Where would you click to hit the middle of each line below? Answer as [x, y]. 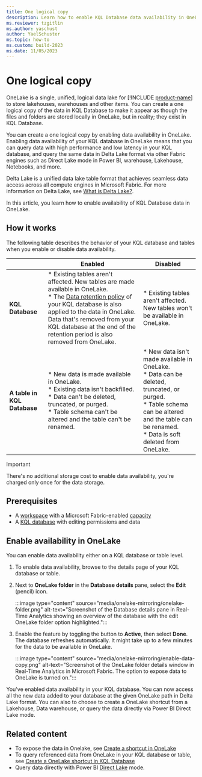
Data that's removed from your [91, 319]
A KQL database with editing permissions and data [78, 522]
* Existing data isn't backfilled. [91, 389]
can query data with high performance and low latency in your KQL [89, 147]
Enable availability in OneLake [64, 541]
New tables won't [168, 308]
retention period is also [80, 334]
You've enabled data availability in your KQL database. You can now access [100, 689]
